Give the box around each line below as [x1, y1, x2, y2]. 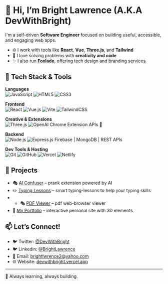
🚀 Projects [5, 166, 38, 175]
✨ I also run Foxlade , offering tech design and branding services [12, 58, 146, 64]
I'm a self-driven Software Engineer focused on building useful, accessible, [5, 32, 161, 38]
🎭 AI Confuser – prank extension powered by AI [12, 180, 112, 186]
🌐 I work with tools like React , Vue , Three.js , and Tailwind [12, 47, 133, 53]
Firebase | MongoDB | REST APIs [54, 136, 122, 143]
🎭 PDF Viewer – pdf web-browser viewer [19, 200, 106, 206]
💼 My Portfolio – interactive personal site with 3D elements [12, 207, 133, 213]
